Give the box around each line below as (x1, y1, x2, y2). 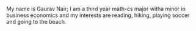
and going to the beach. (6, 18, 67, 25)
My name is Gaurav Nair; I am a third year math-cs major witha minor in (6, 5, 186, 12)
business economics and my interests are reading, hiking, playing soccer (6, 12, 190, 19)
